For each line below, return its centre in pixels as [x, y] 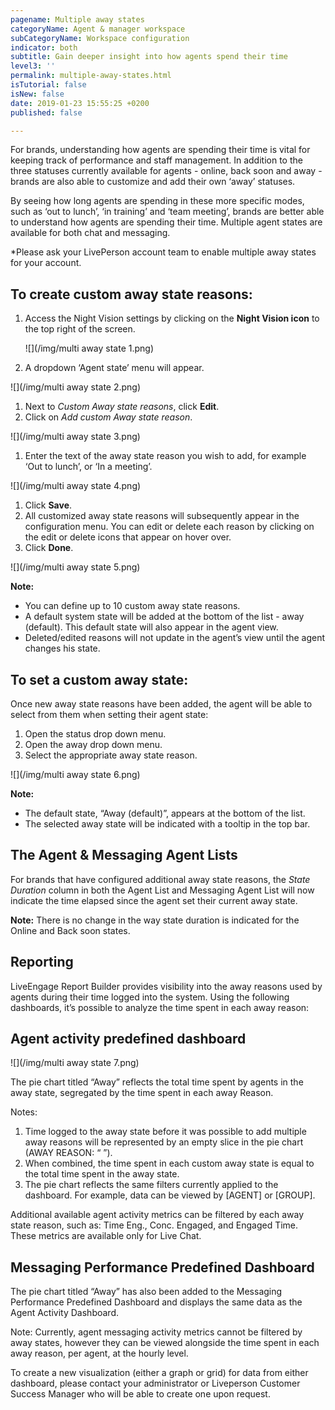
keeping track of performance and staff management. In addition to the [156, 160]
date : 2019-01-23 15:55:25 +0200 [80, 103]
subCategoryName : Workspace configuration [100, 38]
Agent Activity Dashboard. [64, 1313]
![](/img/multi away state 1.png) [89, 348]
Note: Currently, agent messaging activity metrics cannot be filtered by [156, 1332]
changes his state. [62, 648]
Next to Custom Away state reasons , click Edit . [122, 407]
